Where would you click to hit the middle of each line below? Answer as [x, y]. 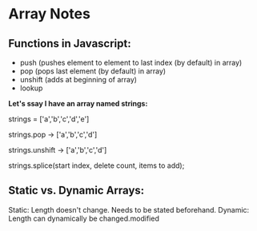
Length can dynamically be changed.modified [84, 218]
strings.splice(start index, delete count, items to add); [96, 165]
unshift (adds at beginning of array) [78, 80]
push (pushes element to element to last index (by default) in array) [131, 62]
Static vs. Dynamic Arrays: [76, 191]
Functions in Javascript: [70, 44]
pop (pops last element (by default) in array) [93, 71]
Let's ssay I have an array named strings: [78, 104]
